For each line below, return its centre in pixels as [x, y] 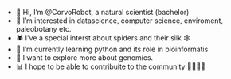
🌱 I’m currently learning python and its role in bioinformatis [112, 49]
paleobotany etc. [43, 29]
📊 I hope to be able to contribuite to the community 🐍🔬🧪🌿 [110, 66]
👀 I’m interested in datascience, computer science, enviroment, [119, 21]
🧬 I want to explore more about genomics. [84, 58]
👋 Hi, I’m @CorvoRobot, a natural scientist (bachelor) [102, 12]
